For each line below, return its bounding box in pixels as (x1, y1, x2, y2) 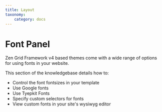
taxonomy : (5, 12, 26, 17)
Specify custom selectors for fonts (12, 96, 84, 102)
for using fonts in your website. (5, 60, 69, 66)
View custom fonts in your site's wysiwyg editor (12, 101, 111, 107)
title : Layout (5, 7, 35, 13)
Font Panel (5, 38, 50, 50)
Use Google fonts (12, 85, 49, 91)
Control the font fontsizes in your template (12, 80, 99, 86)
